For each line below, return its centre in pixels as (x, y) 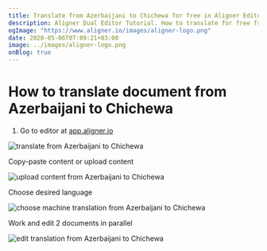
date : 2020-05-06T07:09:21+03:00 (64, 38)
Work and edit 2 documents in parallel (70, 222)
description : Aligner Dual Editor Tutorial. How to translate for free (129, 23)
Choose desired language (50, 192)
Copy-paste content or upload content (71, 161)
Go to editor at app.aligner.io (66, 130)
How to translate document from (118, 92)
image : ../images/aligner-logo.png (67, 45)
